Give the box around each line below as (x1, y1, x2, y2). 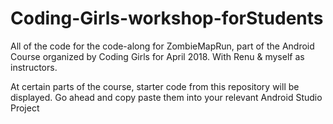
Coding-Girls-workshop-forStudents (10, 7, 324, 30)
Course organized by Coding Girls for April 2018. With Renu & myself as (10, 50, 305, 62)
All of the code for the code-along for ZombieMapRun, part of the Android (10, 40, 315, 52)
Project (10, 102, 40, 114)
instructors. (10, 61, 58, 73)
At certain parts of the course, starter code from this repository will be (10, 80, 300, 92)
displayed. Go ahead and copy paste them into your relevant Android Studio (10, 91, 323, 103)
